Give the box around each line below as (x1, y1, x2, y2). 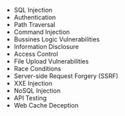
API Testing (13, 94, 47, 102)
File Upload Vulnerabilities (13, 57, 89, 65)
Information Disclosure (13, 43, 79, 50)
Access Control (13, 50, 58, 58)
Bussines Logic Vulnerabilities (13, 35, 100, 43)
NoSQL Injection (13, 86, 61, 95)
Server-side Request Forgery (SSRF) (13, 72, 119, 80)
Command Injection (13, 28, 70, 36)
